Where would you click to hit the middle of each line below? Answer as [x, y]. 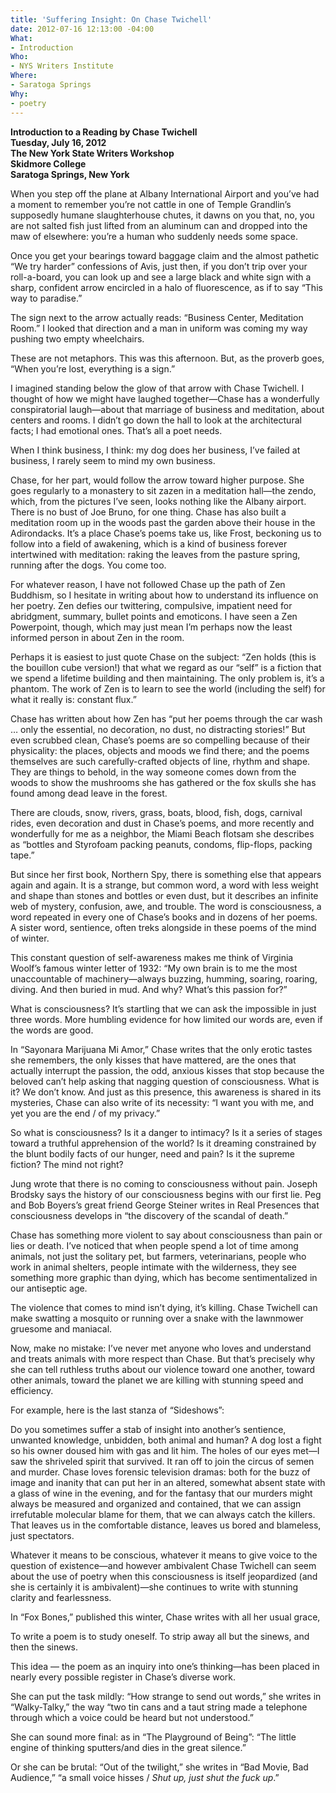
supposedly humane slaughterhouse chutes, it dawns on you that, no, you [162, 215]
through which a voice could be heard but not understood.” [132, 1717]
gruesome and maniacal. [61, 1328]
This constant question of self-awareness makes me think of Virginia [152, 957]
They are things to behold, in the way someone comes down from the [153, 772]
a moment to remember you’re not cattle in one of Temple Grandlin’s [151, 204]
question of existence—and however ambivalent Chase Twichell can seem [163, 1565]
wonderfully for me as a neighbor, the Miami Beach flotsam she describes [162, 833]
